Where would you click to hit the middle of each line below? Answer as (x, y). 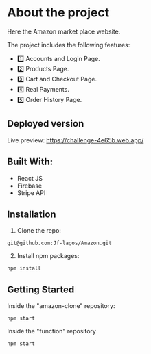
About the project (58, 13)
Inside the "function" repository (51, 331)
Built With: (30, 162)
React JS (30, 178)
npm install (24, 268)
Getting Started (41, 289)
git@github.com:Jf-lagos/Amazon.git (59, 243)
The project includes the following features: (69, 45)
